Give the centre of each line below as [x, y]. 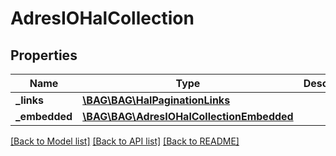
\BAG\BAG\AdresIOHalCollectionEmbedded [188, 116]
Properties [44, 55]
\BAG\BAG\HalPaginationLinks [156, 100]
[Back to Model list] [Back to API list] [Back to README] [125, 141]
